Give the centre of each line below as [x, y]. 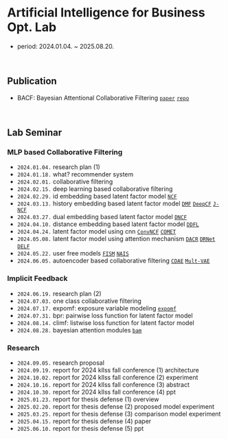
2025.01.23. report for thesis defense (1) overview [88, 399]
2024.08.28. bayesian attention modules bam [79, 330]
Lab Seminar [35, 133]
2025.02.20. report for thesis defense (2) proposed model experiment [116, 407]
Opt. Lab [32, 27]
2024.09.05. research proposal [61, 363]
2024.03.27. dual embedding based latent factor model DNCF [102, 217]
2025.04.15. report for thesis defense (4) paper [84, 421]
